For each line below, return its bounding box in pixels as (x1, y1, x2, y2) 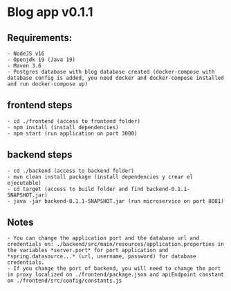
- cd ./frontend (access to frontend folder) (7, 117, 140, 125)
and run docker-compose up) (7, 81, 89, 88)
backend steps (7, 149, 73, 160)
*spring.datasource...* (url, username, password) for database (7, 253, 196, 260)
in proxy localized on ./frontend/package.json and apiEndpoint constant (7, 272, 225, 278)
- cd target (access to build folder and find (7, 185, 144, 192)
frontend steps (7, 99, 73, 111)
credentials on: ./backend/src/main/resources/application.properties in (7, 241, 225, 248)
